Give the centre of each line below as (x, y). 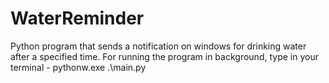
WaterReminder (77, 18)
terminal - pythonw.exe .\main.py (78, 67)
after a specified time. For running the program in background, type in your (164, 56)
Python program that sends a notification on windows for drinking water (158, 46)
